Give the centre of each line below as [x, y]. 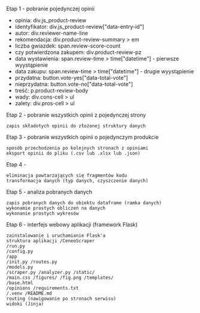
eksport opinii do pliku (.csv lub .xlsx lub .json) [73, 153]
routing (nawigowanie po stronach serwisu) [61, 299]
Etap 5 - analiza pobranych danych [49, 192]
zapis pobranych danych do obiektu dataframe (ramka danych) [84, 203]
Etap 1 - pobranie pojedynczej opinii [50, 9]
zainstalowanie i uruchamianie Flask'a [56, 236]
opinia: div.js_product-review [51, 20]
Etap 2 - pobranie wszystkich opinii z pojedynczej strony [76, 115]
